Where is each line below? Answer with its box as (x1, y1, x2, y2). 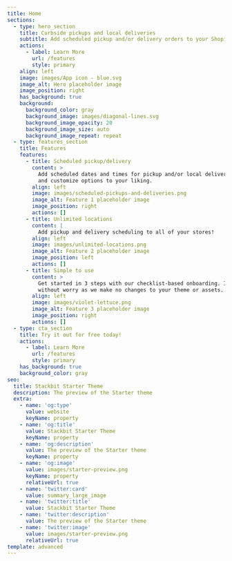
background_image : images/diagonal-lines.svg (25, 113, 159, 120)
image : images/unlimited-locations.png (32, 241, 147, 249)
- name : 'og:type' (19, 402, 72, 409)
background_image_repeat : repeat (25, 132, 122, 139)
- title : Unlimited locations (25, 216, 113, 222)
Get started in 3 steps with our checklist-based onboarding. (37, 280, 221, 287)
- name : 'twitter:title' (19, 498, 91, 505)
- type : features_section (13, 139, 88, 146)
